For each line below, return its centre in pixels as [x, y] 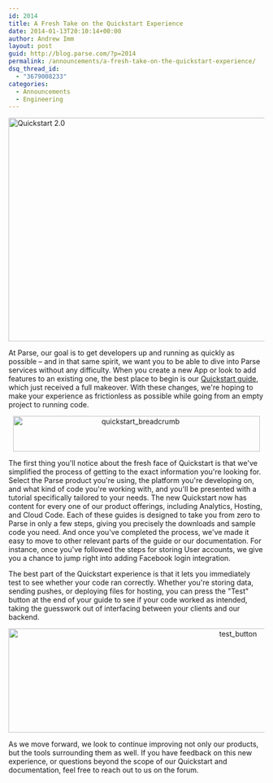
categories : [28, 84]
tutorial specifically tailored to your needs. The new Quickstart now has [128, 498]
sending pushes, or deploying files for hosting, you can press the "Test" [129, 591]
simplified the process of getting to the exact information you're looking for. [135, 472]
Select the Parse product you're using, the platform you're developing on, [131, 481]
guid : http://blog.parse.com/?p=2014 [72, 54]
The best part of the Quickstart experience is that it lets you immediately [129, 574]
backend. [24, 617]
